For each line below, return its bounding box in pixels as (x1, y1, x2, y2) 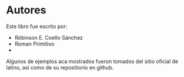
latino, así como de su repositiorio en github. (6, 64, 114, 71)
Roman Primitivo (14, 40, 55, 47)
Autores (6, 3, 46, 17)
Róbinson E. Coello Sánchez (14, 34, 83, 41)
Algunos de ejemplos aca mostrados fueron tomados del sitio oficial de (6, 58, 179, 65)
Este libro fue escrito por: (6, 23, 68, 30)
